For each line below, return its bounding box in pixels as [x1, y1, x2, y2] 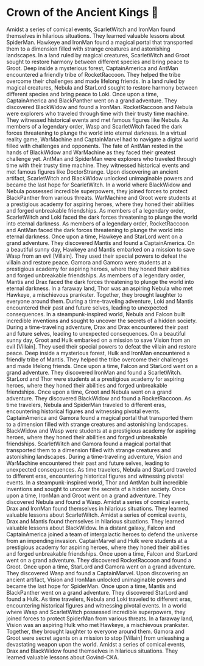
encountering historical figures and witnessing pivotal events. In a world [6, 601, 187, 609]
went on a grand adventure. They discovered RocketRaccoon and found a [6, 556, 192, 564]
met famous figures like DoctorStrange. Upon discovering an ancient [6, 168, 178, 175]
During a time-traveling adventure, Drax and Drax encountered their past [6, 323, 189, 331]
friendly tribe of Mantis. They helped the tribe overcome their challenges [6, 356, 189, 363]
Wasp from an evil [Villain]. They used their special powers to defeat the [6, 252, 188, 260]
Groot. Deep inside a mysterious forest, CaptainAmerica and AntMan [6, 64, 178, 72]
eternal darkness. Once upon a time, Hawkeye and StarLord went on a [6, 233, 183, 240]
